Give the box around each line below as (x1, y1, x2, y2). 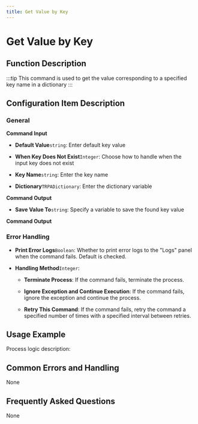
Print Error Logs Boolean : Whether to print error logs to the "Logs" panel (14, 246, 192, 253)
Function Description (6, 58, 87, 69)
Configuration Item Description (6, 98, 125, 109)
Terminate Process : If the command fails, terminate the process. (23, 276, 185, 283)
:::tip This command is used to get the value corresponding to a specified (6, 74, 187, 82)
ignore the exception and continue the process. (23, 294, 141, 301)
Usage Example (6, 330, 66, 339)
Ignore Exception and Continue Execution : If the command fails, (23, 288, 185, 295)
